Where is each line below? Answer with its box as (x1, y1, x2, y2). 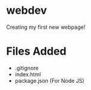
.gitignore (14, 64, 39, 71)
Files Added (6, 44, 67, 58)
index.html (14, 70, 41, 78)
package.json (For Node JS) (14, 77, 85, 84)
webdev (6, 4, 47, 17)
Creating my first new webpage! (6, 23, 86, 31)
